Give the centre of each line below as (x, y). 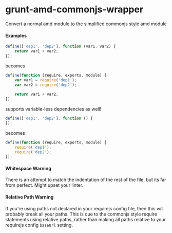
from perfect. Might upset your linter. (44, 185)
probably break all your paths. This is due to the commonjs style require (81, 214)
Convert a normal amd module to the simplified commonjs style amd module (86, 24)
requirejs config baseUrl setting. (39, 225)
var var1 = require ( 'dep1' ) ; (46, 80)
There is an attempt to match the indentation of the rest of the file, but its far (86, 180)
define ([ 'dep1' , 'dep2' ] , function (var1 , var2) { (61, 47)
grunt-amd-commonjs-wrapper (74, 10)
